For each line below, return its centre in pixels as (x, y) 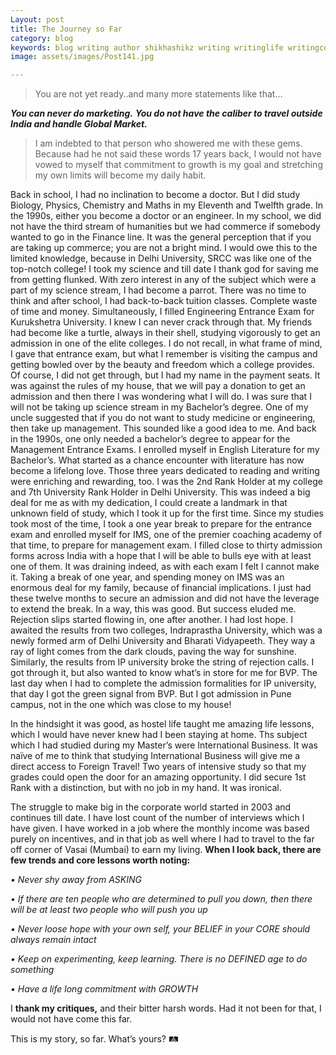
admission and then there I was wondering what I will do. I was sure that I (161, 397)
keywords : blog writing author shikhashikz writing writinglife (147, 47)
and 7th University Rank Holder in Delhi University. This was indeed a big (160, 492)
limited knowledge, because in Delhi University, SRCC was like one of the (161, 258)
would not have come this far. (71, 1019)
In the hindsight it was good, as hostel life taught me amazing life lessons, (162, 724)
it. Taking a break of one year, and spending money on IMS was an (147, 577)
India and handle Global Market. (79, 124)
